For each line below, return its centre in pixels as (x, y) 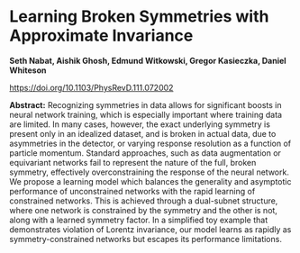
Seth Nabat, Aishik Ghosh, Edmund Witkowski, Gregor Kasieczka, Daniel (148, 60)
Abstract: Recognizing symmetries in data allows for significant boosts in (145, 104)
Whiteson (28, 70)
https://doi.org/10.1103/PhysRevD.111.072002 (91, 87)
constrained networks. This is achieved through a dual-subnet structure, (144, 201)
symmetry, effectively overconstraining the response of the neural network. (150, 172)
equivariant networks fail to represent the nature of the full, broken (133, 162)
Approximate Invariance (101, 36)
